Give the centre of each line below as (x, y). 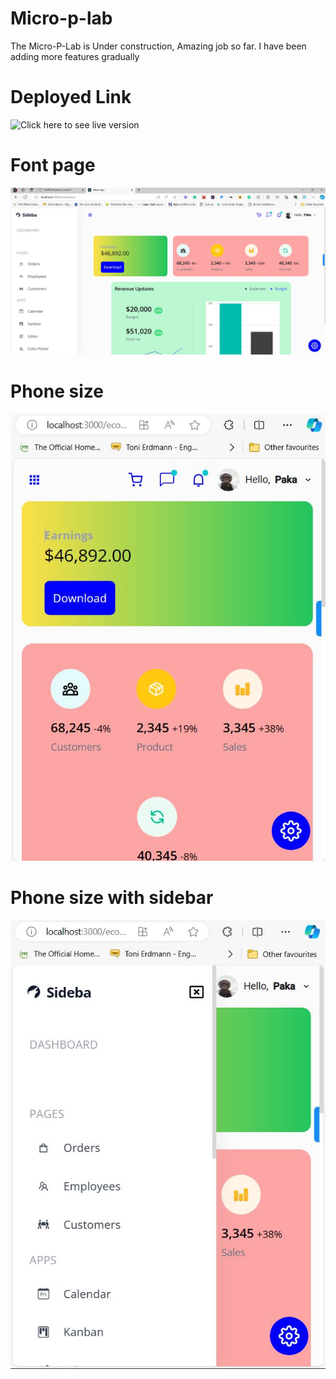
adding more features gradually (75, 56)
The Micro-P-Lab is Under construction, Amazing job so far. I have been (158, 46)
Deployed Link (71, 97)
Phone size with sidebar (112, 898)
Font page (53, 165)
